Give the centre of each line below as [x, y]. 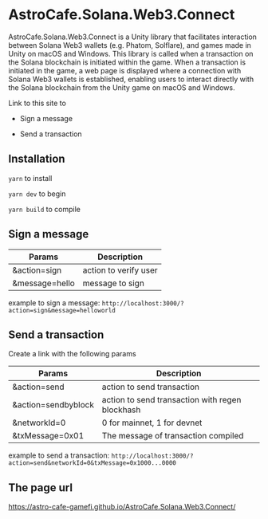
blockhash [121, 410]
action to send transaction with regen [171, 400]
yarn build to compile [45, 209]
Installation [37, 159]
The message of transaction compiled [173, 436]
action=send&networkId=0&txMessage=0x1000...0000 [93, 463]
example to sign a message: [54, 303]
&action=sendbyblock [53, 405]
